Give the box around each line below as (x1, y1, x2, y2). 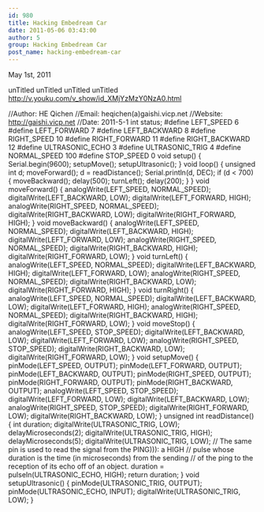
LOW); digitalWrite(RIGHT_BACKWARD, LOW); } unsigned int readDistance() (8, 412, 255, 420)
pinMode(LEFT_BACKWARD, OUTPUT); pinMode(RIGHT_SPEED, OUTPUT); (8, 369, 252, 378)
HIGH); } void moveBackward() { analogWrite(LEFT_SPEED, (8, 218, 199, 228)
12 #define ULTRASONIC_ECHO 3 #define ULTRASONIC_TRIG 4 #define (8, 143, 242, 152)
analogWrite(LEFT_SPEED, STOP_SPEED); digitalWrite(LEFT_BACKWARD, (8, 327, 245, 337)
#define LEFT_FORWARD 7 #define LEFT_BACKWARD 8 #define (8, 126, 216, 135)
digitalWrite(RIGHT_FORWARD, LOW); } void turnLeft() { (8, 252, 188, 261)
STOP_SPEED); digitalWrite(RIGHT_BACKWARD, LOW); (8, 344, 185, 353)
